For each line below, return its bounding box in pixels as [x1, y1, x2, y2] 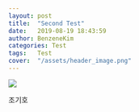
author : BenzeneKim [8, 34, 74, 43]
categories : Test [8, 42, 67, 50]
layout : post [8, 11, 53, 20]
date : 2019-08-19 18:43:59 [8, 27, 107, 35]
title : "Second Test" [8, 19, 85, 27]
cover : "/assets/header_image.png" [8, 57, 132, 65]
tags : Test [8, 49, 53, 57]
